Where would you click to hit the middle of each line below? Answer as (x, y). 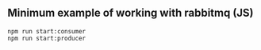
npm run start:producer (47, 38)
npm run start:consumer (47, 31)
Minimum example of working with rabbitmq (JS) (130, 13)
